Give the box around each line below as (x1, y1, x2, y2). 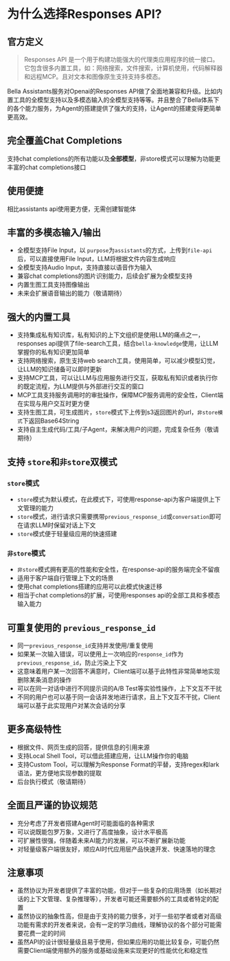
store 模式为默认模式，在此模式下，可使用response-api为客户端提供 (16, 495, 209, 503)
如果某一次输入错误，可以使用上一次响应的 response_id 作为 (16, 650, 184, 659)
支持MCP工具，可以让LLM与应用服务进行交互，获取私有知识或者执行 (16, 374, 212, 382)
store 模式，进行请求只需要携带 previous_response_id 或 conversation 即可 (16, 512, 222, 520)
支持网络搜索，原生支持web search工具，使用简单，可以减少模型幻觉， (16, 357, 219, 365)
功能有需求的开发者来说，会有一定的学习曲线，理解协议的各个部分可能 (16, 920, 216, 929)
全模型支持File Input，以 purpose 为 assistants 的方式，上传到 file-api (16, 246, 213, 254)
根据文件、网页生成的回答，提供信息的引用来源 (16, 743, 150, 751)
